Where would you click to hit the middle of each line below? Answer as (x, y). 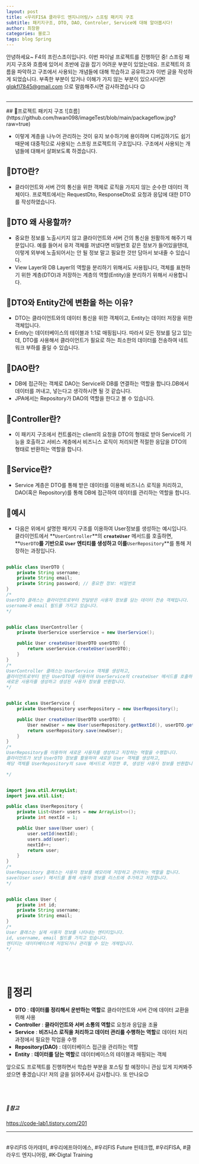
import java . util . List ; (36, 796)
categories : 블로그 (28, 34)
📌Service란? (29, 470)
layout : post (22, 12)
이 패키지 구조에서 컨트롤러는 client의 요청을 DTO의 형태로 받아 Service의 (100, 434)
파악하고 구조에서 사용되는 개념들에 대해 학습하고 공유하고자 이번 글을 (97, 71)
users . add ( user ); (49, 839)
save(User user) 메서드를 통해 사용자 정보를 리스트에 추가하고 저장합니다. (87, 878)
